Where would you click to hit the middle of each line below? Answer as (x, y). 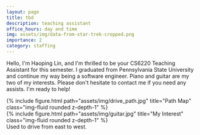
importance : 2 (24, 40)
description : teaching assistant (49, 23)
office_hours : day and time (42, 29)
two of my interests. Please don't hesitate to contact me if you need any (96, 82)
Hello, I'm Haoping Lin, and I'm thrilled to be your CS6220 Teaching (91, 63)
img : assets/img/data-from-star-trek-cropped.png (71, 35)
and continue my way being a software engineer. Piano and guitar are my (98, 76)
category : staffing (31, 46)
